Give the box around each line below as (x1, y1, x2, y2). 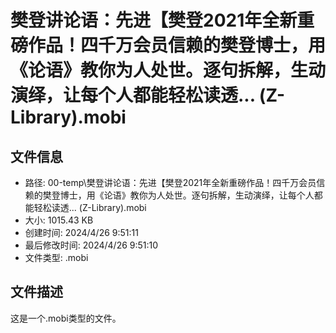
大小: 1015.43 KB (24, 214, 94, 226)
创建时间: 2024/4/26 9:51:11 (24, 227, 139, 238)
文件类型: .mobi (24, 252, 89, 263)
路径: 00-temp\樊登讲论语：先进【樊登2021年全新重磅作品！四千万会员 (24, 177, 317, 188)
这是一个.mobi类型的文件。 (10, 312, 122, 324)
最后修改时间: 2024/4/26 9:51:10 (24, 239, 159, 251)
